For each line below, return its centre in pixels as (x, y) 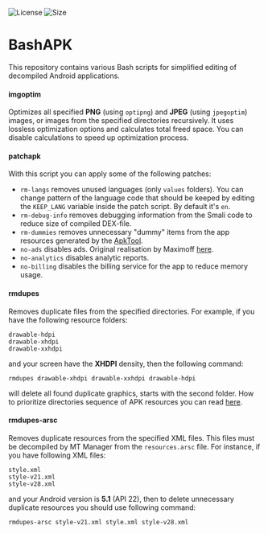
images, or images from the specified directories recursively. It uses (121, 121)
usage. (31, 275)
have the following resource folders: (68, 320)
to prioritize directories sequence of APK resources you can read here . (126, 401)
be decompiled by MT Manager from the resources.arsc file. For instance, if (134, 446)
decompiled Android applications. (64, 76)
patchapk (25, 156)
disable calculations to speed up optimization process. (99, 138)
